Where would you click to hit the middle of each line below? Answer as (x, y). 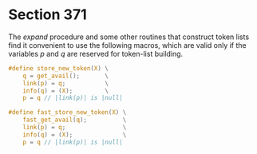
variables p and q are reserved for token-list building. (96, 53)
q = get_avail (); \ (66, 76)
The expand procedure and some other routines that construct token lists (129, 37)
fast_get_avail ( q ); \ (75, 120)
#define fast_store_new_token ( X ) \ (67, 113)
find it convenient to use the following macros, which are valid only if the (127, 45)
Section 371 (47, 15)
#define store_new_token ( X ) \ (59, 68)
